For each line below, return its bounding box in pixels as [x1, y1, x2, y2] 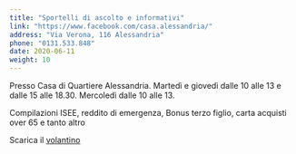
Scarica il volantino [9, 135, 81, 145]
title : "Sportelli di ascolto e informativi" [9, 13, 184, 23]
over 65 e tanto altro [9, 117, 86, 128]
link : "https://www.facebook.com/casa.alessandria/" [9, 22, 213, 31]
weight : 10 [9, 55, 51, 64]
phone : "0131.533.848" [9, 38, 95, 48]
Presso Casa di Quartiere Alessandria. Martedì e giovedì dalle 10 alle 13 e [9, 81, 281, 91]
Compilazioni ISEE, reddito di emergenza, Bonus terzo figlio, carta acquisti [9, 108, 288, 118]
